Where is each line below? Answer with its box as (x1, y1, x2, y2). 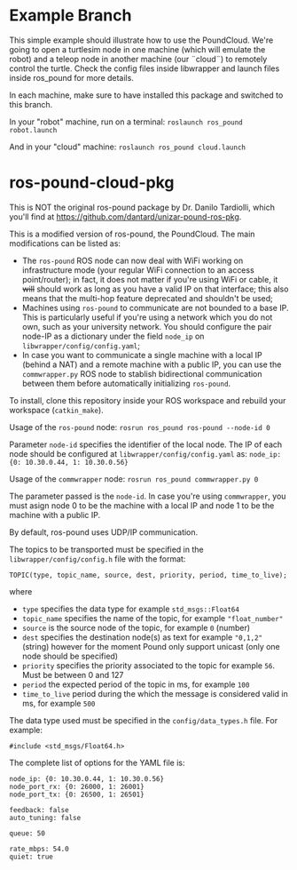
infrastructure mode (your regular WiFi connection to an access (21, 264, 254, 275)
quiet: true (9, 852, 53, 861)
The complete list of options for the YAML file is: (9, 757, 185, 768)
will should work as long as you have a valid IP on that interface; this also (21, 283, 289, 294)
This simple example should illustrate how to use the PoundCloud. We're (9, 35, 274, 45)
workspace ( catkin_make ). (9, 404, 104, 415)
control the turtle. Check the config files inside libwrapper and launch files (9, 63, 280, 74)
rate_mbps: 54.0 (9, 844, 69, 853)
